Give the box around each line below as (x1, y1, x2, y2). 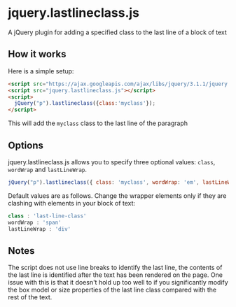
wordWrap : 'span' (8, 219, 62, 226)
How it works (8, 48, 67, 60)
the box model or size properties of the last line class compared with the (8, 285, 216, 294)
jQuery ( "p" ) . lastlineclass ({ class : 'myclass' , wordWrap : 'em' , (8, 178, 200, 186)
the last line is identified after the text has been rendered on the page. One (8, 271, 223, 279)
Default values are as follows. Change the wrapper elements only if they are (8, 191, 227, 200)
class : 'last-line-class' (8, 212, 87, 220)
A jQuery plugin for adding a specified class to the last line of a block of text (8, 28, 227, 36)
